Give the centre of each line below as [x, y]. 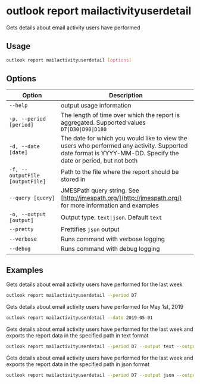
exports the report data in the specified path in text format [77, 335]
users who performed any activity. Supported [124, 146]
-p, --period [28, 119]
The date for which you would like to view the [124, 139]
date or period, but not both [99, 161]
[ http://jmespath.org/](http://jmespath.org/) [121, 198]
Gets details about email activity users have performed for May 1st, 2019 [95, 307]
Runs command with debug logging [110, 249]
